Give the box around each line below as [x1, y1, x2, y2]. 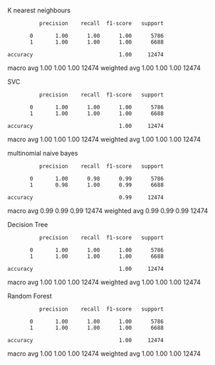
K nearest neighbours [7, 6, 71, 14]
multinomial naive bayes [7, 149, 78, 157]
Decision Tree [7, 221, 48, 229]
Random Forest [7, 292, 52, 300]
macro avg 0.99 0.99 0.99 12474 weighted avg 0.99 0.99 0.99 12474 [7, 206, 209, 215]
